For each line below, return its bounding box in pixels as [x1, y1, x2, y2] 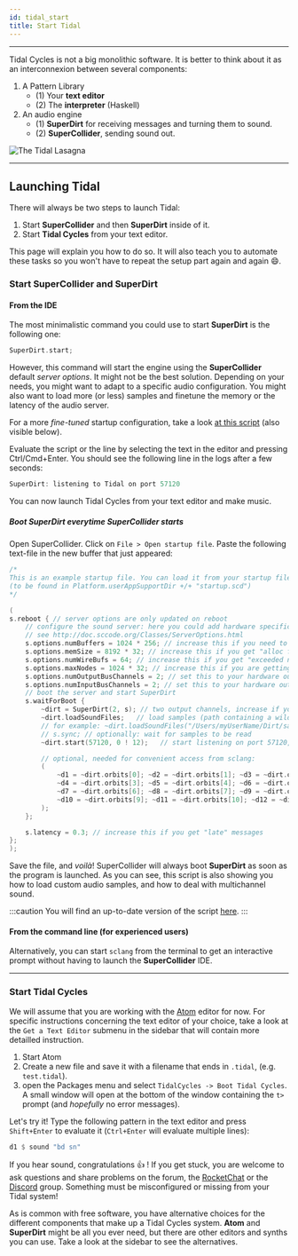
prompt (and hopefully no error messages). [21, 1098, 180, 1110]
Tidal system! [9, 1190, 59, 1201]
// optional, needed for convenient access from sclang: [41, 754, 255, 763]
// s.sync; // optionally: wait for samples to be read [41, 730, 252, 739]
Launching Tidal [9, 178, 100, 194]
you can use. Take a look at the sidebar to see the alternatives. [9, 1236, 239, 1247]
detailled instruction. [9, 1034, 84, 1045]
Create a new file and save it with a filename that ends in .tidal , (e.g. [21, 1061, 277, 1071]
